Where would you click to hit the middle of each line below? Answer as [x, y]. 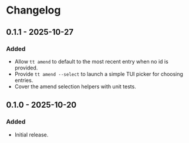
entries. [24, 80]
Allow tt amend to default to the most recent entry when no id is [91, 61]
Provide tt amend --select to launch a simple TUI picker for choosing [99, 74]
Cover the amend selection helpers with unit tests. [75, 87]
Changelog [33, 10]
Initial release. [31, 134]
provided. [26, 68]
